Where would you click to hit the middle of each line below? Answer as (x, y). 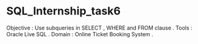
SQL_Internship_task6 (63, 11)
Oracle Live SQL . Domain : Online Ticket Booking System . (80, 34)
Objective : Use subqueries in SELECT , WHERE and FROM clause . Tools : (100, 28)
